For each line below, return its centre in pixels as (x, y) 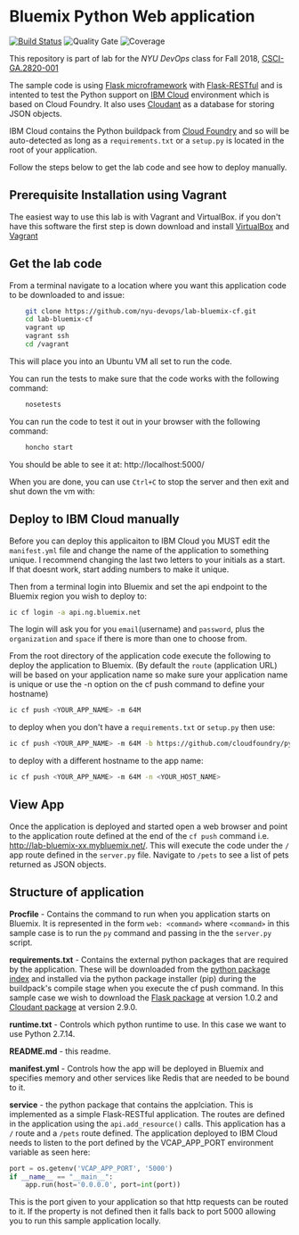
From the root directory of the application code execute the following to (140, 656)
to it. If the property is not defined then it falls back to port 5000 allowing (142, 1212)
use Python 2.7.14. (42, 1033)
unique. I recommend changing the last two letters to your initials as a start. (147, 559)
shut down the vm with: (52, 491)
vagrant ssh (47, 336)
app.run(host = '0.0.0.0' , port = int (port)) (103, 1185)
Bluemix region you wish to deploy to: (78, 596)
